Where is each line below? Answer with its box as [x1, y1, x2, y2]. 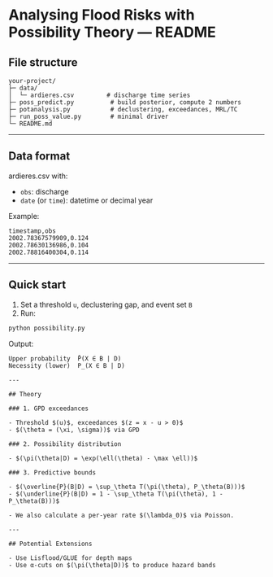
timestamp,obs [8, 226, 57, 235]
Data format [8, 149, 71, 164]
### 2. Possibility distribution [8, 439, 122, 448]
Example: [8, 211, 40, 221]
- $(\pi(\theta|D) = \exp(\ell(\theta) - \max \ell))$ [8, 454, 198, 462]
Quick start [8, 278, 67, 292]
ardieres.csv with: [8, 171, 68, 181]
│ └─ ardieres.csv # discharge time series [8, 91, 191, 99]
